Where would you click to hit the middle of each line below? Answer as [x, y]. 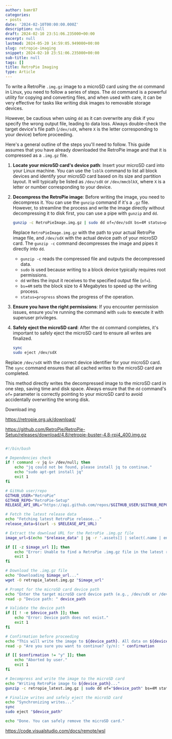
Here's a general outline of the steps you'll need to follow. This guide [78, 144]
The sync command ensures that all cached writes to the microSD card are [84, 368]
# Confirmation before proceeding [42, 636]
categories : [18, 15]
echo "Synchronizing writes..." [40, 702]
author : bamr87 [21, 10]
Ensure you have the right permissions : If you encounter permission [85, 307]
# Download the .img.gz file [36, 571]
